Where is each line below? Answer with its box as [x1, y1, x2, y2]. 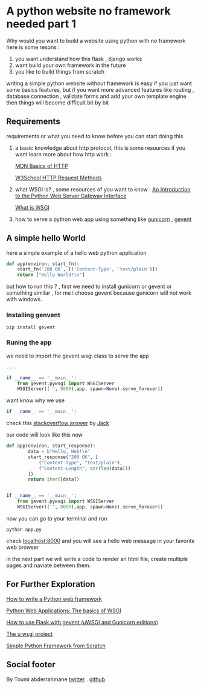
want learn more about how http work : [14, 150, 112, 158]
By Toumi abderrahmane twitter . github [6, 675, 106, 683]
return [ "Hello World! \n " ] [17, 272, 85, 278]
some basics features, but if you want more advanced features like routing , [6, 86, 194, 93]
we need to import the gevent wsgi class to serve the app [6, 352, 149, 359]
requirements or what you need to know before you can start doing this [6, 132, 183, 139]
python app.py [6, 527, 42, 533]
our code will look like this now [6, 431, 83, 438]
